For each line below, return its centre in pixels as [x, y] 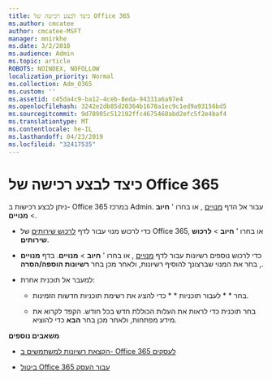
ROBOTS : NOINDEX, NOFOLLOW [54, 69]
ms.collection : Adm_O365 [50, 84]
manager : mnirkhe [38, 39]
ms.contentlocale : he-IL [50, 129]
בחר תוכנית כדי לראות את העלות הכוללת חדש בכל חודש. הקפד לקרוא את [144, 311]
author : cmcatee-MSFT [45, 31]
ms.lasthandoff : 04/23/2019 [56, 136]
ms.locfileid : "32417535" [52, 144]
